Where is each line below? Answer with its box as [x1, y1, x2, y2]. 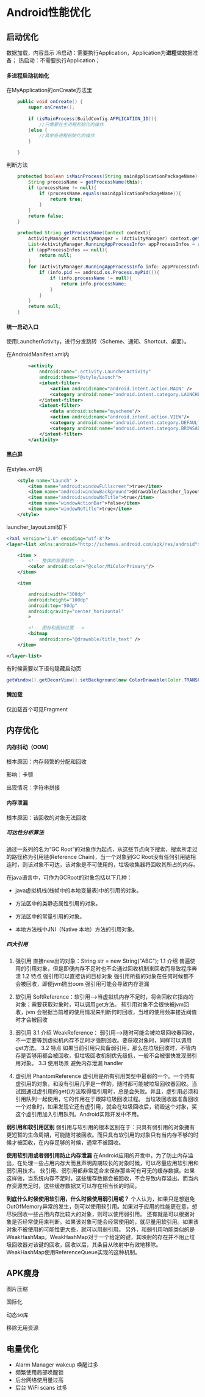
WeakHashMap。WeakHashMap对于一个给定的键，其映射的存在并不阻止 [6, 1233, 190, 1240]
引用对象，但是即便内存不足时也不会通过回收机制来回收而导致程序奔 [26, 964, 197, 972]
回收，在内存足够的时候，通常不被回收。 [22, 1138, 124, 1146]
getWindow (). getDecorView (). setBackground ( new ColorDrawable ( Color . [6, 677, 184, 683]
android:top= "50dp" [28, 602, 78, 609]
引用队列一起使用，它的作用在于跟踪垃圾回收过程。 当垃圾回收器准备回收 [15, 1095, 199, 1102]
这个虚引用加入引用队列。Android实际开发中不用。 [15, 1110, 142, 1118]
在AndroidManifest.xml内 [6, 351, 70, 358]
